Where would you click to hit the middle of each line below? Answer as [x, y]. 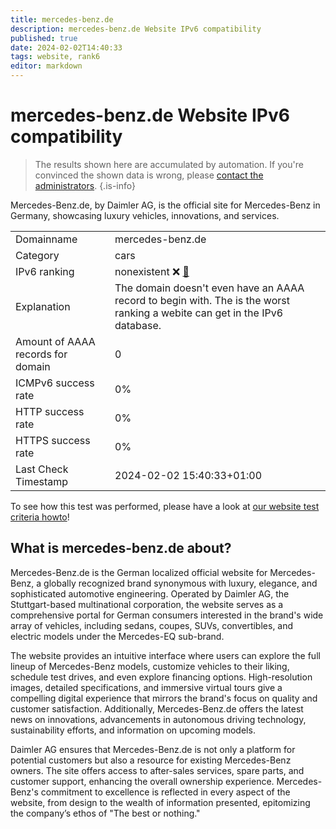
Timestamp [42, 481]
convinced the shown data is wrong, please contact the [149, 175]
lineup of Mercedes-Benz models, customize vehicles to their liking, [150, 666]
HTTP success [50, 411]
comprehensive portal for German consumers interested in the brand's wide [167, 615]
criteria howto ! [40, 517]
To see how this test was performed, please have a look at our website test [165, 506]
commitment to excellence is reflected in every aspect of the [165, 792]
